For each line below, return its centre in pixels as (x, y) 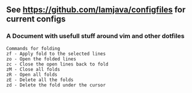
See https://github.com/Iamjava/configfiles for (96, 10)
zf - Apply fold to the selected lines (56, 54)
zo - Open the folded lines (41, 59)
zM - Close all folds (33, 69)
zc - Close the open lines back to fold (58, 64)
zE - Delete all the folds (40, 80)
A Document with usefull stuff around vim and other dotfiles (95, 36)
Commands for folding (33, 48)
